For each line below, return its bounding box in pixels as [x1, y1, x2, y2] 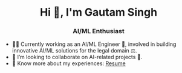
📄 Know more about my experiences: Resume [11, 60, 126, 67]
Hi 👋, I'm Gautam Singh [39, 5, 158, 19]
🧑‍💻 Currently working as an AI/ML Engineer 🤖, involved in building [11, 40, 177, 48]
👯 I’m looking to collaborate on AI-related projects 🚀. [11, 54, 143, 61]
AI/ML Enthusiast [72, 27, 125, 36]
